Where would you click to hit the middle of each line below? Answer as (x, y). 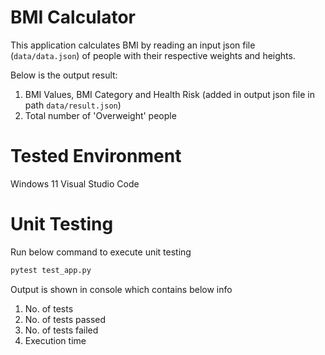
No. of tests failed (61, 330)
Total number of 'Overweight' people (100, 115)
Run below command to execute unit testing (101, 252)
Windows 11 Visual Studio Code (75, 183)
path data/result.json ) (73, 105)
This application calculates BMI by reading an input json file (133, 45)
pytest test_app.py (51, 270)
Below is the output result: (64, 75)
